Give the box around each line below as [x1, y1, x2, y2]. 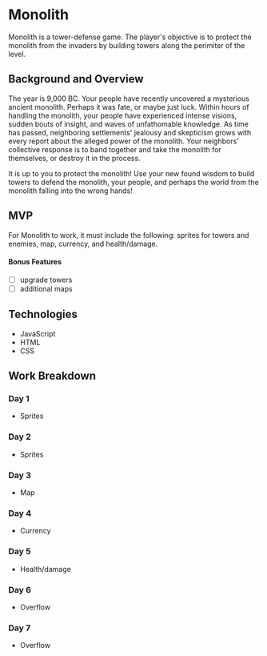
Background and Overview [8, 72, 144, 86]
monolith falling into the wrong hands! [8, 186, 133, 195]
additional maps [19, 284, 74, 293]
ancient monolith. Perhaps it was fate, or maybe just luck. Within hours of [8, 102, 249, 111]
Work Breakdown [8, 369, 96, 383]
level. [8, 49, 26, 58]
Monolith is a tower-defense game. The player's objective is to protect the [8, 32, 252, 42]
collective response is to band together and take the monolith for [8, 144, 221, 154]
